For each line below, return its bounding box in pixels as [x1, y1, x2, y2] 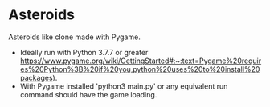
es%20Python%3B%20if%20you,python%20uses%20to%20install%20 [19, 64, 260, 73]
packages [19, 73, 54, 82]
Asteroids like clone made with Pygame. [8, 32, 141, 42]
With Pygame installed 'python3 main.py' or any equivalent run [19, 81, 228, 91]
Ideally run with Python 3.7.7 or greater [19, 47, 149, 57]
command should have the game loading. [19, 89, 157, 99]
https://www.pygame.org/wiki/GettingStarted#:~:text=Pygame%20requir [19, 56, 262, 65]
